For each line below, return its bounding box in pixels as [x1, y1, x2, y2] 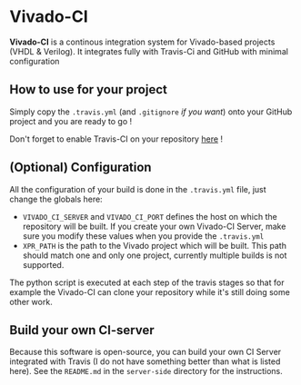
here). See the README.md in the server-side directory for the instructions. [9, 366, 284, 377]
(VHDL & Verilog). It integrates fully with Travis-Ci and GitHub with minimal [9, 45, 289, 56]
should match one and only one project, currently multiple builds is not [22, 250, 287, 261]
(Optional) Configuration [9, 160, 152, 175]
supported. [22, 259, 65, 270]
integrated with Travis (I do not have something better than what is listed [9, 356, 281, 367]
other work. [9, 296, 53, 307]
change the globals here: [9, 193, 103, 204]
